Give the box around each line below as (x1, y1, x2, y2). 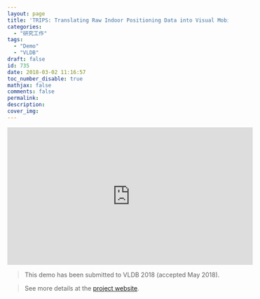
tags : (7, 36, 23, 43)
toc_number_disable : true (7, 75, 83, 82)
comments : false (7, 88, 55, 95)
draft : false (7, 56, 46, 63)
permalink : (7, 95, 39, 102)
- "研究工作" (13, 29, 48, 37)
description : (7, 101, 46, 108)
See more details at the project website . (24, 284, 139, 292)
